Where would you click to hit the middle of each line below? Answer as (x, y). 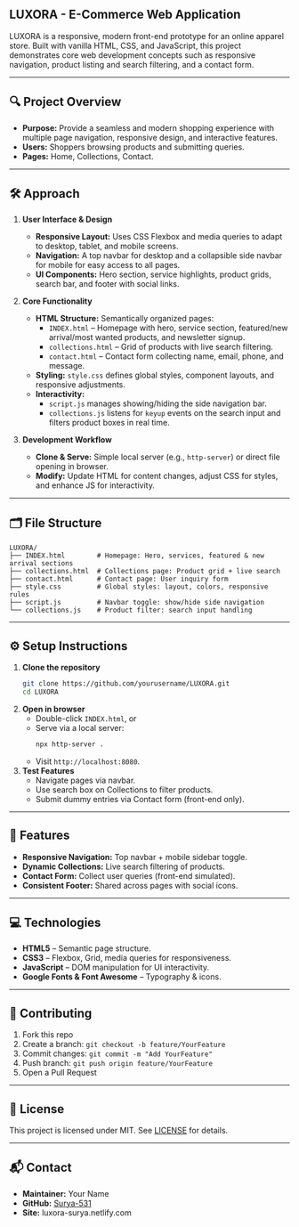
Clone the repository (61, 668)
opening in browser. (72, 467)
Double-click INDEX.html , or (86, 718)
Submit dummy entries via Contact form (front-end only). (140, 799)
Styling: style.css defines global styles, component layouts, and (154, 375)
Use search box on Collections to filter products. (124, 789)
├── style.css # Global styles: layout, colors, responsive (139, 587)
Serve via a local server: (80, 727)
